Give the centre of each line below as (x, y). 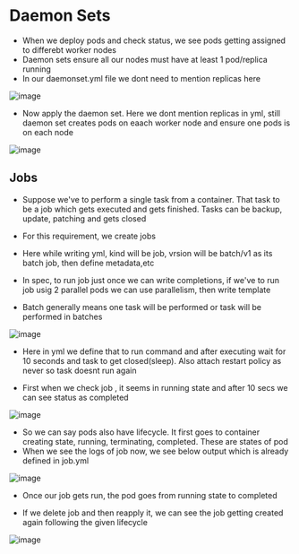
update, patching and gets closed (84, 218)
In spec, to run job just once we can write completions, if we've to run (151, 280)
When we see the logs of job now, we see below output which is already (155, 451)
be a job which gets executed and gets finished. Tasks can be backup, (152, 209)
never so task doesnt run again (79, 370)
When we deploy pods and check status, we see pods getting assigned (154, 40)
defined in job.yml (56, 460)
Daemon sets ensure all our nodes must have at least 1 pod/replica (145, 59)
